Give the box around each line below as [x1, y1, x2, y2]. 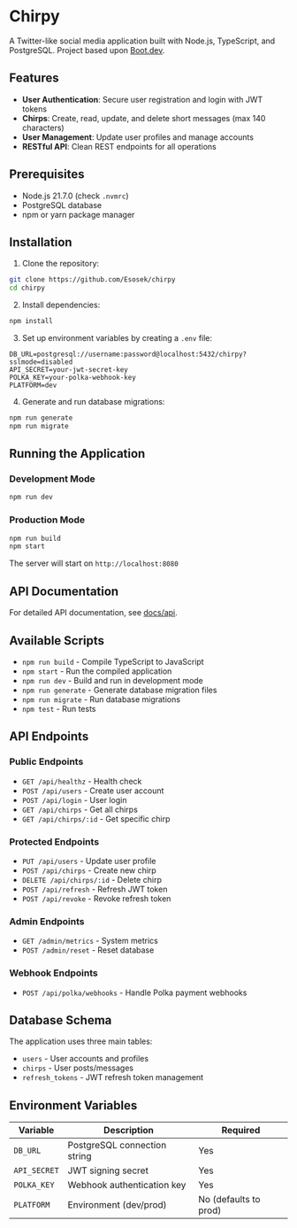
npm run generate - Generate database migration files [21, 684, 217, 695]
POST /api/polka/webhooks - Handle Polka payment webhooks [21, 987, 247, 998]
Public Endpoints [9, 755, 84, 768]
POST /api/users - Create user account [21, 785, 164, 796]
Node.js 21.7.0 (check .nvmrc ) [21, 190, 129, 201]
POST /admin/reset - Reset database [21, 945, 155, 955]
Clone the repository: [21, 259, 100, 269]
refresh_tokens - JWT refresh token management [21, 1072, 204, 1083]
